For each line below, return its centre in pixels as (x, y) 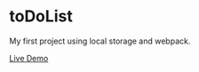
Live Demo (29, 58)
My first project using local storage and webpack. (100, 41)
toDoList (41, 16)
